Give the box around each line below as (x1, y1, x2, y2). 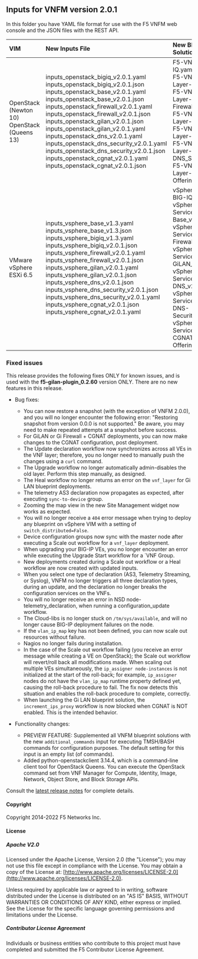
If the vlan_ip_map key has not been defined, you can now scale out (23, 628, 187, 635)
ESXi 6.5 (9, 271, 33, 279)
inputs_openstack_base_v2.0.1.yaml (45, 87, 146, 96)
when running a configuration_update (78, 602, 170, 609)
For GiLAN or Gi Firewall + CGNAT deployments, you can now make (23, 433, 187, 440)
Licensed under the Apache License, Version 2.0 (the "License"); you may (6, 856, 186, 863)
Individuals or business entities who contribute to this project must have (6, 940, 181, 947)
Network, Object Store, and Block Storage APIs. (23, 776, 140, 783)
